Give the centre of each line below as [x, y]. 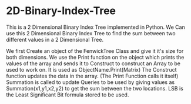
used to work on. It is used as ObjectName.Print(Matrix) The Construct [92, 69]
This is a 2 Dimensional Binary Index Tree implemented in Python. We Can [95, 27]
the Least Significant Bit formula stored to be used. [68, 95]
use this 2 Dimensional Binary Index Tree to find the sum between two [91, 33]
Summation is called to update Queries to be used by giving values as [91, 82]
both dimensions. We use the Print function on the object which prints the [95, 57]
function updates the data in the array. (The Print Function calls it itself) [92, 76]
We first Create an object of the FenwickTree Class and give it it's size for [95, 51]
